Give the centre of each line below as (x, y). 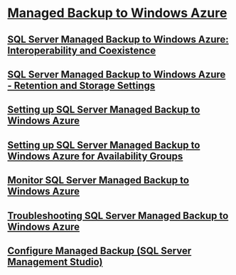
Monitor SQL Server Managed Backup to (98, 180)
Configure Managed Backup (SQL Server (100, 250)
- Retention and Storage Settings (81, 86)
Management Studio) (55, 262)
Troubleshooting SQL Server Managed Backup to (118, 216)
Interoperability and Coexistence (82, 50)
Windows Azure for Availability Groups (95, 156)
